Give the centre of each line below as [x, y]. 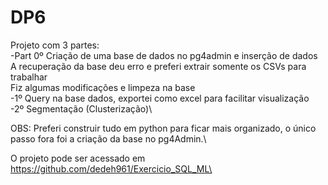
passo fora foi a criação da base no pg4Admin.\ [108, 138]
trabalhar [29, 77]
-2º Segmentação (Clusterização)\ [81, 108]
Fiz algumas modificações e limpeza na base [103, 87]
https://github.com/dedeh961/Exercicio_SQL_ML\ [111, 168]
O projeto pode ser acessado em [78, 158]
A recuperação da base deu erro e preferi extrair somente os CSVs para [158, 66]
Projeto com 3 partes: [55, 45]
